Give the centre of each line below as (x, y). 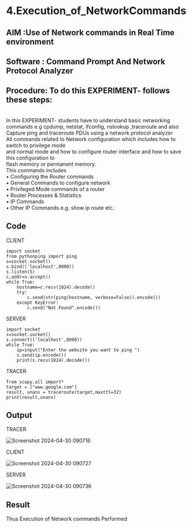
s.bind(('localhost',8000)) (40, 266)
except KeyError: (38, 303)
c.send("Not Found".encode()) (64, 308)
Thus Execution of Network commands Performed (67, 519)
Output (19, 415)
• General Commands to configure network (58, 183)
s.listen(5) (20, 271)
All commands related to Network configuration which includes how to (91, 139)
